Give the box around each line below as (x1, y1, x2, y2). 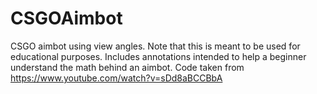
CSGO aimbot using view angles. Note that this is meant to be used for (10, 40, 301, 52)
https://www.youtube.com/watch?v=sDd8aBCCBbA (10, 72, 223, 84)
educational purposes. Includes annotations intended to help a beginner (10, 50, 307, 62)
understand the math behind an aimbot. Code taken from (10, 61, 245, 73)
